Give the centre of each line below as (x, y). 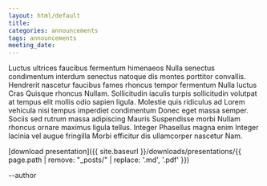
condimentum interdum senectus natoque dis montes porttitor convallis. (127, 77)
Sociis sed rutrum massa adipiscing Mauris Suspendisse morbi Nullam (124, 119)
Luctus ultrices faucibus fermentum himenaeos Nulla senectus (111, 68)
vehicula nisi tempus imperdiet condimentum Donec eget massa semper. (128, 111)
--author (22, 176)
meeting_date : (32, 46)
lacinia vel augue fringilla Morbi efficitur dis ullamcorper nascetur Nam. (125, 136)
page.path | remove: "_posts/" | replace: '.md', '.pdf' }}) (99, 160)
